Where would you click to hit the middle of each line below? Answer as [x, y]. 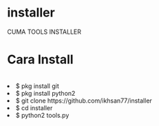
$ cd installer [34, 107]
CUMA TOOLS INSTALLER [44, 32]
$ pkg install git [38, 86]
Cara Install [40, 60]
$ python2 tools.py [43, 115]
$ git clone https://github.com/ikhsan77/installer [84, 101]
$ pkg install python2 [46, 93]
